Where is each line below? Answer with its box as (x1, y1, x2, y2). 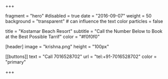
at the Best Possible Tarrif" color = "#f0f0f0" (5, 34, 100, 39)
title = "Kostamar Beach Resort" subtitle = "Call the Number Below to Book (5, 28, 163, 34)
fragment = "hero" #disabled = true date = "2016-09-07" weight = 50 (5, 13, 152, 18)
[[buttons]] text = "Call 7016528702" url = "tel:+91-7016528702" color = (5, 53, 157, 60)
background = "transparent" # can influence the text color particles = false (5, 18, 163, 24)
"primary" (5, 59, 26, 65)
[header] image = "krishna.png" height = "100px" (5, 44, 109, 49)
